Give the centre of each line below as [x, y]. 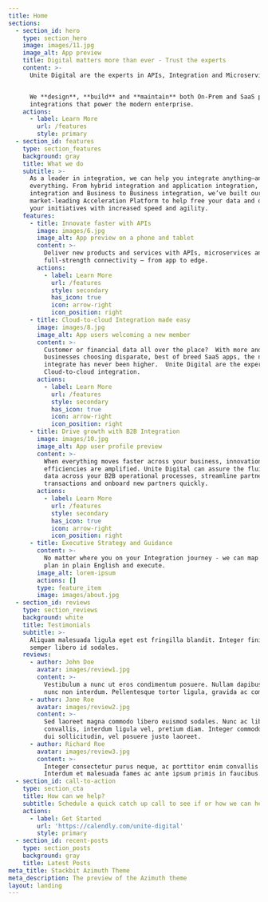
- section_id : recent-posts [62, 841]
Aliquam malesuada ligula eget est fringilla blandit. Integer [137, 640]
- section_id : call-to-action [65, 781]
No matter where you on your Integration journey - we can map [151, 558]
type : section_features [62, 149]
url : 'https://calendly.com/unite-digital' [110, 826]
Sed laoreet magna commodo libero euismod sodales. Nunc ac [146, 722]
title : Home [28, 16]
